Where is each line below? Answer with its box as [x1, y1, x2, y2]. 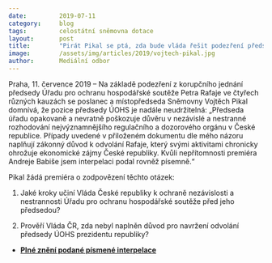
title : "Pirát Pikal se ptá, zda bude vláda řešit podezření [8, 42, 244, 50]
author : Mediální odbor [8, 57, 111, 66]
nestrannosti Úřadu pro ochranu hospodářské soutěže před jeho [19, 196, 235, 206]
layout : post [8, 34, 74, 43]
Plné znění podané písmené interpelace [19, 244, 156, 255]
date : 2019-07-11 [8, 11, 96, 20]
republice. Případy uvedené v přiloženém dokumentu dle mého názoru [8, 130, 244, 140]
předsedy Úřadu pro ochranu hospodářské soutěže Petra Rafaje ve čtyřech [8, 87, 259, 97]
